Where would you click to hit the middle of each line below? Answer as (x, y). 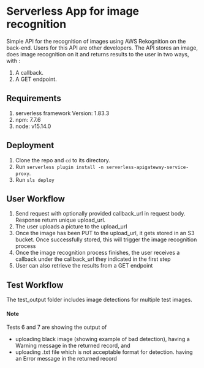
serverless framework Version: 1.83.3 (62, 113)
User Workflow (36, 199)
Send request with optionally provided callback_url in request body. (100, 214)
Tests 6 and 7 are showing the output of (57, 327)
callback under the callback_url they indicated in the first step (93, 259)
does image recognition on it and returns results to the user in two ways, (98, 54)
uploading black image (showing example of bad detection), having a (102, 339)
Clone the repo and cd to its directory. (62, 160)
